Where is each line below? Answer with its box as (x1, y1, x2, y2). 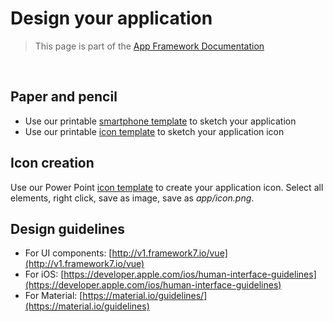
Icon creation (10, 155, 95, 172)
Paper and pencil (10, 88, 118, 106)
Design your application (10, 7, 213, 30)
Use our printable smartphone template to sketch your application (24, 115, 297, 127)
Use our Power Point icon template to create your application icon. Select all (10, 181, 324, 193)
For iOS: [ (24, 268, 65, 281)
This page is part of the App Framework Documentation (34, 40, 265, 52)
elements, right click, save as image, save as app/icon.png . (10, 192, 255, 204)
